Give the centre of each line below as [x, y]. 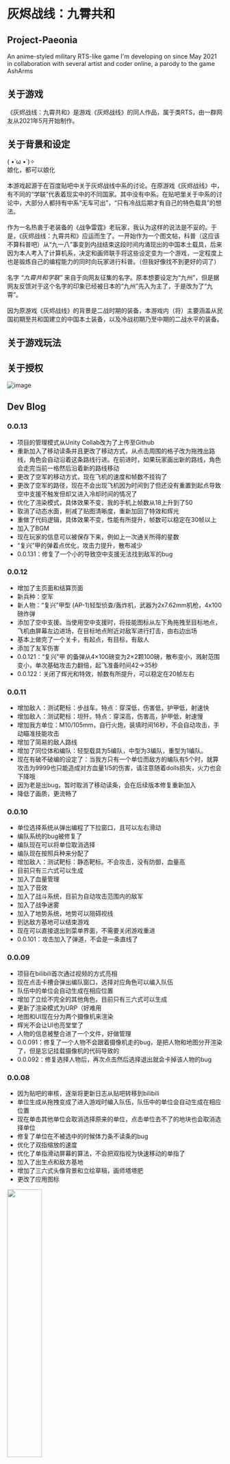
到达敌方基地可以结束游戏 [53, 922]
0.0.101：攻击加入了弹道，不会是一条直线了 [77, 939]
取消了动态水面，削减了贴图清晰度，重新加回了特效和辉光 [98, 511]
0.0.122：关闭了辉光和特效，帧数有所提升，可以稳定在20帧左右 [106, 673]
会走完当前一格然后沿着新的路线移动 [68, 468]
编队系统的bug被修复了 [50, 836]
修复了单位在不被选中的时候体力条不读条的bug [82, 1136]
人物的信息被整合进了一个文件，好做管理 [74, 1033]
